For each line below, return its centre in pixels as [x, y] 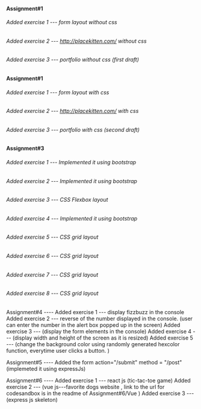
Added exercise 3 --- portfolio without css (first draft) [73, 60]
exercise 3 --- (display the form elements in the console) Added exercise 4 [99, 331]
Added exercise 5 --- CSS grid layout [52, 237]
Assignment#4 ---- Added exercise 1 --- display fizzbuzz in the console [95, 312]
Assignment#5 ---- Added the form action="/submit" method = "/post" [94, 362]
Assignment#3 [25, 149]
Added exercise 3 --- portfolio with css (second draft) [73, 129]
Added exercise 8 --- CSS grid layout [52, 294]
